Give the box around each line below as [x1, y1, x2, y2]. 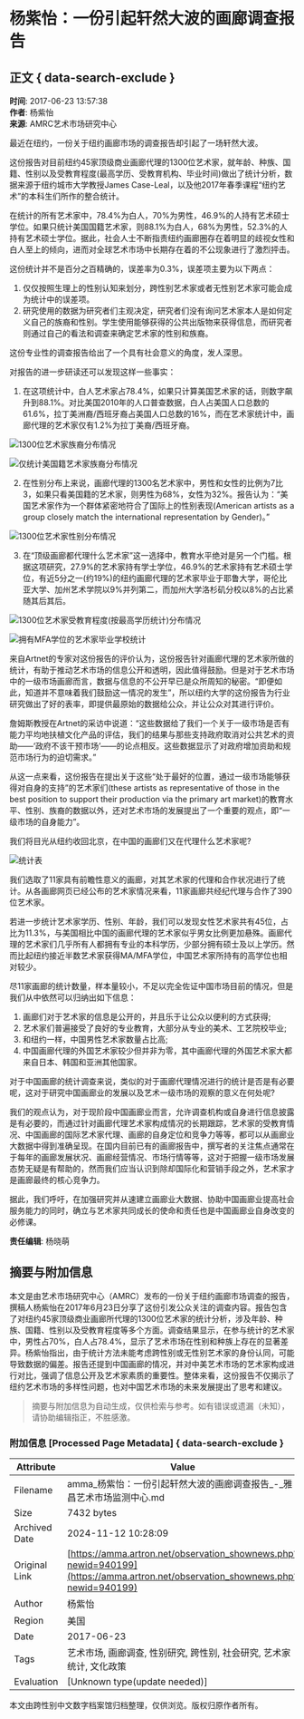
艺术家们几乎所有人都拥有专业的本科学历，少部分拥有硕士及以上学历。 [24, 939, 287, 949]
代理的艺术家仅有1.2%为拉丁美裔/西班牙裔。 [30, 420, 195, 431]
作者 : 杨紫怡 [9, 107, 54, 118]
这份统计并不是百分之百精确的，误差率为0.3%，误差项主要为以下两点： [9, 264, 275, 274]
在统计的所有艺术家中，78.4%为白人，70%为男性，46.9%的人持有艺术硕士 [9, 210, 290, 220]
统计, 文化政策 [67, 1660, 127, 1673]
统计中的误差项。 [30, 294, 95, 305]
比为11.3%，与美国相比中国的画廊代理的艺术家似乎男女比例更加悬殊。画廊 [9, 927, 285, 938]
